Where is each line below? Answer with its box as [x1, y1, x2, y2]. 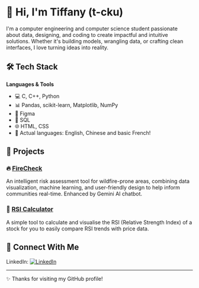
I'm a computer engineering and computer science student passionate [6, 25, 178, 32]
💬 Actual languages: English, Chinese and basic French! [14, 129, 151, 136]
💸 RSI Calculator [6, 205, 53, 213]
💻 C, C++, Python [14, 92, 60, 100]
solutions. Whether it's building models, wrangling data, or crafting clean [6, 37, 184, 45]
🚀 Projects [6, 147, 45, 157]
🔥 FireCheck [6, 164, 43, 173]
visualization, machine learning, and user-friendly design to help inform [6, 184, 181, 191]
